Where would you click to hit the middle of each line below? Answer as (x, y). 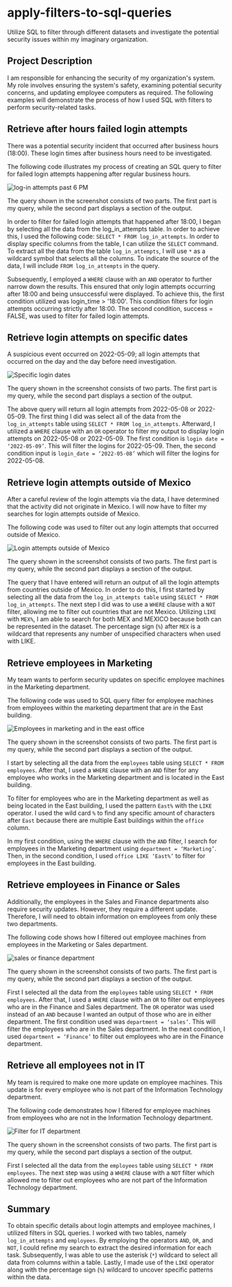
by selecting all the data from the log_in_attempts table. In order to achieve (114, 229)
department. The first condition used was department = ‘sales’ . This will (111, 1021)
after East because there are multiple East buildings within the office (106, 820)
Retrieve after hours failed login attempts (98, 129)
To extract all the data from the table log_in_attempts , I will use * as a (106, 251)
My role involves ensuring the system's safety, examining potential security (115, 85)
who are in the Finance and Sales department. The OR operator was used (111, 1006)
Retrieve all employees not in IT (76, 1066)
